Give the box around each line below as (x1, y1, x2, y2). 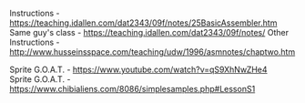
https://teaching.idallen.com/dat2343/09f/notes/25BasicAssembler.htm (9, 17, 278, 28)
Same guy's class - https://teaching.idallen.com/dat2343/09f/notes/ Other (9, 27, 290, 37)
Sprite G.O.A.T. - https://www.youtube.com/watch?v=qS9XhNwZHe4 (9, 64, 268, 75)
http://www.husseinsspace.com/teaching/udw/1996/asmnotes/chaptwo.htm (9, 46, 296, 57)
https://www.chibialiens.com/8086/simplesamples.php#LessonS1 (9, 84, 256, 94)
